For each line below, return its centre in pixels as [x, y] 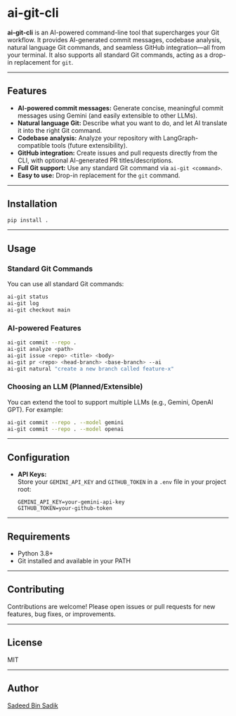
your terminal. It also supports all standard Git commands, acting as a [108, 55]
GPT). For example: [35, 409]
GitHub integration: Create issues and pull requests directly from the [117, 153]
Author [23, 688]
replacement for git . [44, 62]
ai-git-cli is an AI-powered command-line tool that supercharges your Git [113, 32]
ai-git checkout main [39, 310]
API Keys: [32, 474]
